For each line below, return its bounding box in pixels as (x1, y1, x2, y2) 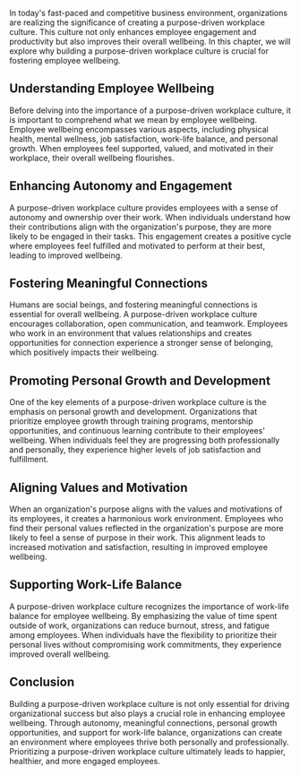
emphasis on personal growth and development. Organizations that (9, 407, 258, 418)
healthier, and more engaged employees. (9, 755, 161, 766)
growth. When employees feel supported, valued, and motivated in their (9, 142, 274, 153)
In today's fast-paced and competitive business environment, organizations (9, 8, 288, 18)
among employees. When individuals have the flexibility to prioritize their (9, 629, 278, 640)
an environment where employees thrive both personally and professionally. (9, 736, 289, 747)
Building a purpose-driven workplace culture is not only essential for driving (9, 698, 290, 709)
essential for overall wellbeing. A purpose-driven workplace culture (9, 309, 258, 320)
